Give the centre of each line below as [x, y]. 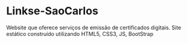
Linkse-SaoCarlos [52, 11]
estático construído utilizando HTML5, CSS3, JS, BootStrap [80, 33]
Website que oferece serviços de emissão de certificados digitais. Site [94, 27]
